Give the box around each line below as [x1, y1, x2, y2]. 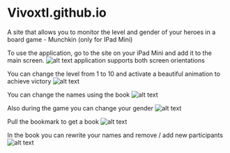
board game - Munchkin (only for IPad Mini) [7, 35, 133, 43]
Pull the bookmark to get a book [7, 117, 100, 126]
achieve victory [7, 76, 52, 85]
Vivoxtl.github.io [7, 5, 107, 21]
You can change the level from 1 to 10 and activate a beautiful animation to [7, 70, 221, 78]
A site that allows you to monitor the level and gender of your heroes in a [7, 28, 216, 36]
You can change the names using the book [7, 90, 130, 99]
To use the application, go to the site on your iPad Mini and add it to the [7, 49, 213, 57]
